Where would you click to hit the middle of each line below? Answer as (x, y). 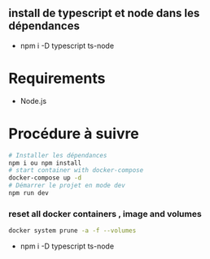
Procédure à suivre (74, 134)
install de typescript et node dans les (104, 13)
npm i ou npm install (45, 163)
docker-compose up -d (45, 178)
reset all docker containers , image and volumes (105, 214)
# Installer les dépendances (58, 155)
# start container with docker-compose (76, 171)
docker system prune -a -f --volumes (72, 231)
